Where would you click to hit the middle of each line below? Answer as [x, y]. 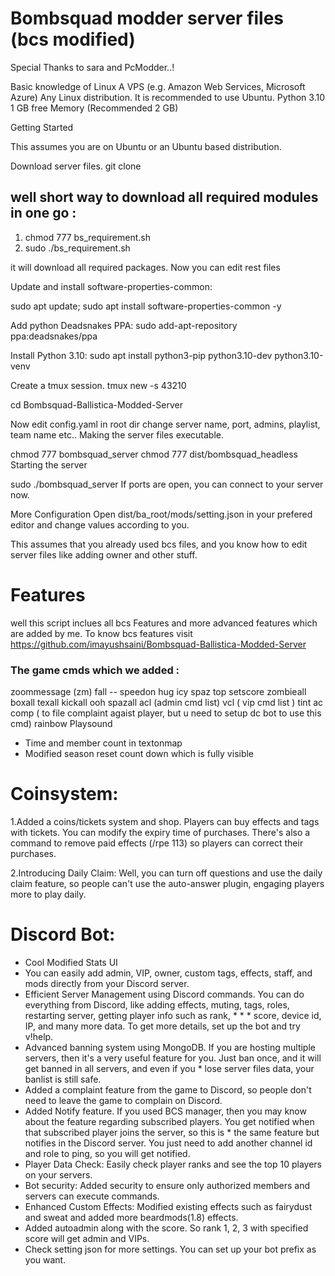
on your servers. [58, 1174]
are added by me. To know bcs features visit [101, 633]
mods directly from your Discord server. [107, 983]
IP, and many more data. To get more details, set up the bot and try [162, 1026]
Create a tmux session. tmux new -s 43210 [98, 385]
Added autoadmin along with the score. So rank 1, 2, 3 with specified [166, 1228]
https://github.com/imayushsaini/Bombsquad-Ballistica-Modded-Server [158, 644]
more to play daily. [48, 894]
